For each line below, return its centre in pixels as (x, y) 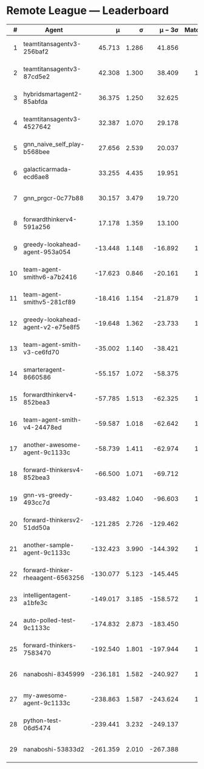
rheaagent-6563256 (54, 578)
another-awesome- (52, 445)
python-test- (43, 720)
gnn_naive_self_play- (54, 144)
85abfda (36, 101)
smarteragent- (45, 369)
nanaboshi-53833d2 (54, 749)
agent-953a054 (47, 251)
